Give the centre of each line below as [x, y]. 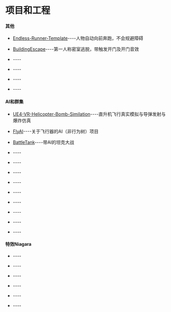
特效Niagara [18, 244]
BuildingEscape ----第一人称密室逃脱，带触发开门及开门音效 [76, 49]
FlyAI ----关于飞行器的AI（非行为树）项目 [56, 131]
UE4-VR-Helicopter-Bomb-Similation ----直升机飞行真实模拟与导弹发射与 [89, 114]
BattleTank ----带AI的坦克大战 [43, 142]
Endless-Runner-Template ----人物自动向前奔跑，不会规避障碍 [78, 38]
